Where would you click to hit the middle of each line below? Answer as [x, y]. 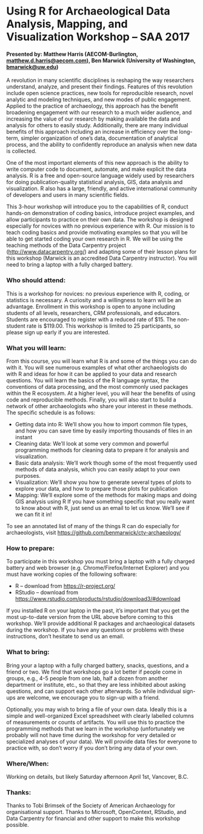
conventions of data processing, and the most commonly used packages [97, 386]
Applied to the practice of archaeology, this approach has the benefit [92, 106]
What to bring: [28, 652]
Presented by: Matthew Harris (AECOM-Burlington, [72, 54]
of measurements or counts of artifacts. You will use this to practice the [95, 722]
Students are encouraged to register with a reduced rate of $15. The [91, 319]
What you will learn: [36, 348]
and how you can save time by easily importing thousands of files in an [104, 431]
